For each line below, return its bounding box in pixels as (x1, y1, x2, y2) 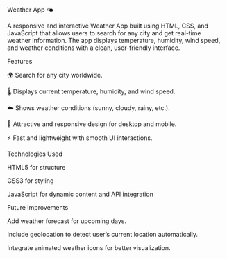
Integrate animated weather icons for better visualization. (7, 244, 171, 251)
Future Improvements (7, 204, 69, 211)
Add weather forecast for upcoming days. (7, 217, 127, 225)
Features (7, 57, 33, 65)
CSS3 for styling (7, 177, 54, 185)
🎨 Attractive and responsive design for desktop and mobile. (7, 120, 177, 128)
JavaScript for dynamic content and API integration (7, 190, 154, 198)
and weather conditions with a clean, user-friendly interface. (7, 44, 180, 52)
